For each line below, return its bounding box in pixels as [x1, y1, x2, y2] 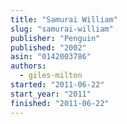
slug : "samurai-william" [10, 24, 114, 34]
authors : [10, 61, 47, 71]
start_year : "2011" [10, 89, 92, 99]
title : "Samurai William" [10, 14, 118, 25]
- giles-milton [19, 71, 83, 81]
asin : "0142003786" [10, 52, 92, 62]
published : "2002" [10, 42, 87, 53]
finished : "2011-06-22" [10, 98, 110, 108]
